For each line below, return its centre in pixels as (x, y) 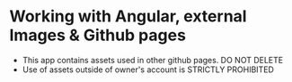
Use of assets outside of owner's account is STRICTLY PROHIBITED (148, 70)
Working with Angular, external (128, 16)
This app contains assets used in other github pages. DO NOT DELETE (153, 60)
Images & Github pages (98, 35)
